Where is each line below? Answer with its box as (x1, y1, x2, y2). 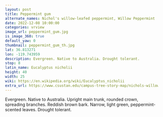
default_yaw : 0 (5, 39, 36, 43)
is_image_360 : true (5, 34, 45, 39)
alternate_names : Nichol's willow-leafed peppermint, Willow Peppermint (5, 16, 155, 21)
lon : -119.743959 (5, 52, 40, 57)
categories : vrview (5, 25, 45, 30)
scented (5, 106, 21, 112)
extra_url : (5, 83, 27, 88)
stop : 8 (5, 61, 21, 65)
